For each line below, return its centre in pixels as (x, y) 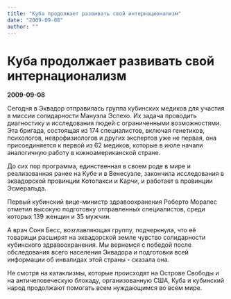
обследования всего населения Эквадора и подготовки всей (98, 252)
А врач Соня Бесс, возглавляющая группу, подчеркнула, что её (102, 230)
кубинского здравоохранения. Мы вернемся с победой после (100, 245)
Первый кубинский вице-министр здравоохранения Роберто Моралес (112, 202)
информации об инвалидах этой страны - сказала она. (88, 260)
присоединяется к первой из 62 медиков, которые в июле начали (105, 145)
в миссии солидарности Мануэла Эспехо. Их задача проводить (102, 116)
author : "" (23, 26)
